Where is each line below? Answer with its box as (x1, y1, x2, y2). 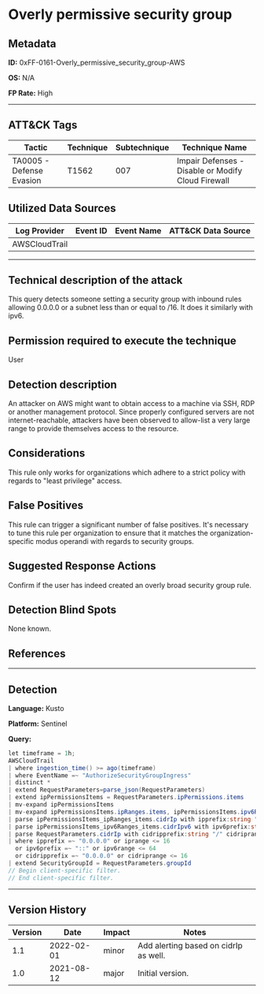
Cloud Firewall (176, 175, 230, 186)
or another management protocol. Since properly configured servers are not (8, 408, 255, 417)
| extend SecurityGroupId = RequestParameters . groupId (8, 859, 192, 868)
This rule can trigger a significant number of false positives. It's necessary (8, 519, 249, 529)
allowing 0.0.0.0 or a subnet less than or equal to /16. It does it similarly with (8, 303, 253, 312)
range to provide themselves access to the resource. (8, 424, 179, 434)
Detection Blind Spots (8, 603, 117, 616)
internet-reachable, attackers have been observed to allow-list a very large (8, 415, 251, 425)
